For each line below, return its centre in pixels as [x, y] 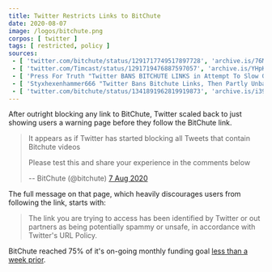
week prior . [27, 260]
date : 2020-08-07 [38, 23]
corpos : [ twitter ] [43, 38]
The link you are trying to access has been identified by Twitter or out [144, 219]
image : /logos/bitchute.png [56, 31]
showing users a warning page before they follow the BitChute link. [120, 123]
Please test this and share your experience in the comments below [139, 163]
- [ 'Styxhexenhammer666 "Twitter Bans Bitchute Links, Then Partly [130, 83]
